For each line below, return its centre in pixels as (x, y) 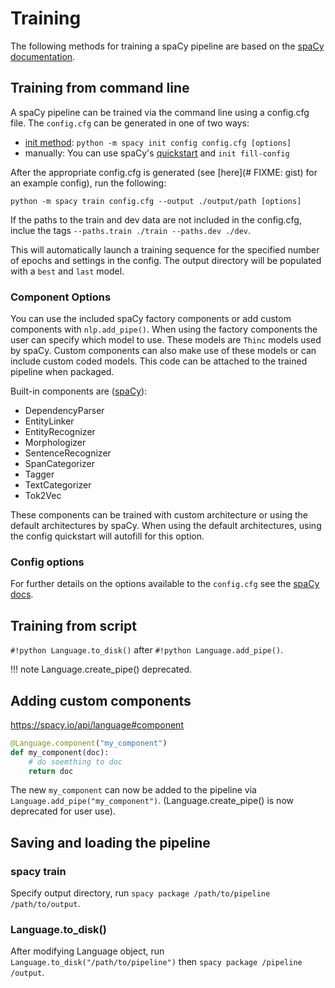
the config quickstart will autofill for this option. (107, 536)
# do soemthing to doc (75, 762)
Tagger (39, 474)
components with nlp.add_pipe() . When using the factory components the (164, 329)
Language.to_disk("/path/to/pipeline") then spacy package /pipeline (156, 962)
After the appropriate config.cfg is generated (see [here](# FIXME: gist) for (164, 172)
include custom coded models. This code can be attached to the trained (159, 361)
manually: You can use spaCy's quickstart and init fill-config (157, 153)
